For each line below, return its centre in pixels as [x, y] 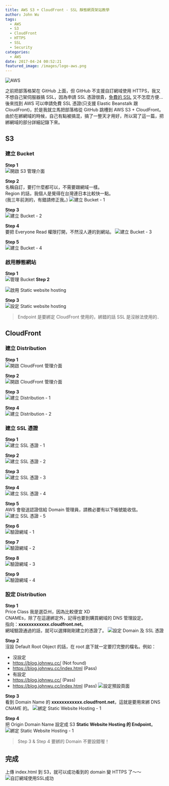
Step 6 [12, 526]
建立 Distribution [26, 348]
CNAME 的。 [18, 708]
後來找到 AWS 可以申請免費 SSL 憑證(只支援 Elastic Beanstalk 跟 [72, 103]
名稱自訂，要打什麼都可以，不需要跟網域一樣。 [54, 187]
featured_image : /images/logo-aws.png [46, 66]
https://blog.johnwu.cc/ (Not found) [49, 663]
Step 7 [12, 542]
